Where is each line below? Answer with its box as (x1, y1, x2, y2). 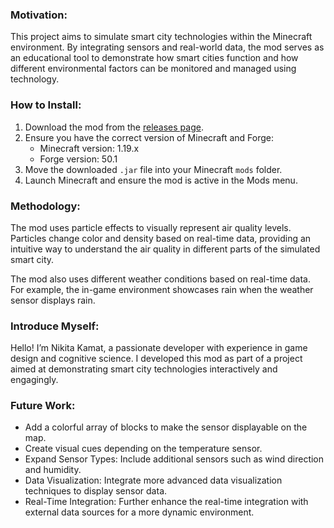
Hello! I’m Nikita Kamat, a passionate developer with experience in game (10, 342, 308, 354)
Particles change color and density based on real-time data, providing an (10, 232, 312, 244)
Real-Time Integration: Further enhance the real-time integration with (24, 496, 309, 508)
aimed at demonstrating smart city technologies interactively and (10, 363, 278, 375)
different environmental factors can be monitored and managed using (10, 63, 297, 75)
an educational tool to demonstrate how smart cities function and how (10, 52, 299, 64)
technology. (10, 73, 60, 85)
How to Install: (10, 98, 82, 112)
